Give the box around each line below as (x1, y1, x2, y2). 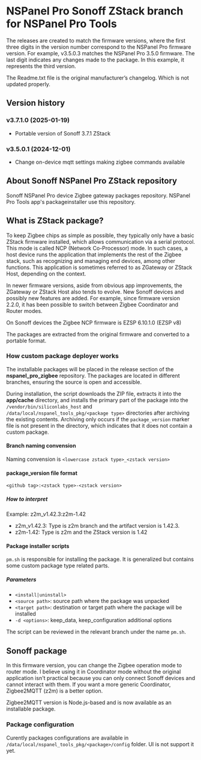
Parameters (6, 576, 37, 583)
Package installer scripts (6, 542, 70, 549)
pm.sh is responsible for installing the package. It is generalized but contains (6, 555, 194, 563)
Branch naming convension (6, 442, 76, 450)
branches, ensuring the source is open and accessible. (6, 378, 142, 386)
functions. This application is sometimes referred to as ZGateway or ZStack (6, 264, 193, 271)
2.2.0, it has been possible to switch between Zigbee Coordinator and (6, 301, 179, 308)
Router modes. (6, 307, 43, 314)
